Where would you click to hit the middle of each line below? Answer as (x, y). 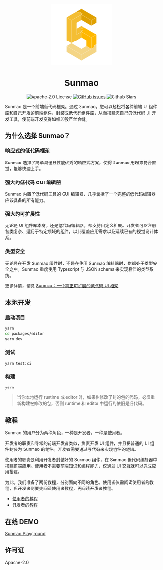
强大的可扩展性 (23, 214)
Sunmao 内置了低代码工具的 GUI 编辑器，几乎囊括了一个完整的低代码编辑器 (81, 194)
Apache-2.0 (17, 562)
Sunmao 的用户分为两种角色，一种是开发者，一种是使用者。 (65, 433)
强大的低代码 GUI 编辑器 (33, 183)
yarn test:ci (18, 364)
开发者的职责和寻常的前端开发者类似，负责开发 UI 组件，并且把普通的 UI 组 (80, 443)
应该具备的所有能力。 (26, 200)
